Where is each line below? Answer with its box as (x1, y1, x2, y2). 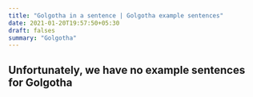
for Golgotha (8, 76, 73, 89)
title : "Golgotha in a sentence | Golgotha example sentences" (8, 11, 224, 20)
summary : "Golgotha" (8, 33, 78, 42)
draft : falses (8, 26, 56, 34)
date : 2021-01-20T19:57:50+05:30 (8, 19, 120, 27)
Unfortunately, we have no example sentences (8, 63, 246, 76)
